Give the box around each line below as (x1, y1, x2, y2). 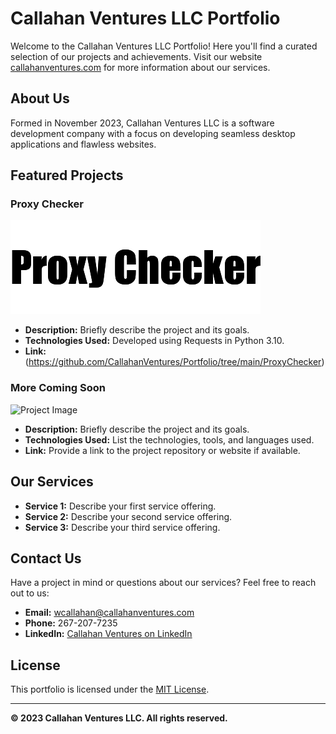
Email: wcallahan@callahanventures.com (24, 607, 195, 619)
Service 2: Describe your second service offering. (24, 510, 233, 522)
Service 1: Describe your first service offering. (24, 500, 217, 512)
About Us (10, 90, 70, 107)
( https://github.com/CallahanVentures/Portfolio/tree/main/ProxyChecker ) (24, 356, 325, 368)
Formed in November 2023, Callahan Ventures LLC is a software (10, 117, 275, 129)
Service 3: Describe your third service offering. (24, 521, 221, 533)
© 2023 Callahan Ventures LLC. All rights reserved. (10, 712, 228, 724)
